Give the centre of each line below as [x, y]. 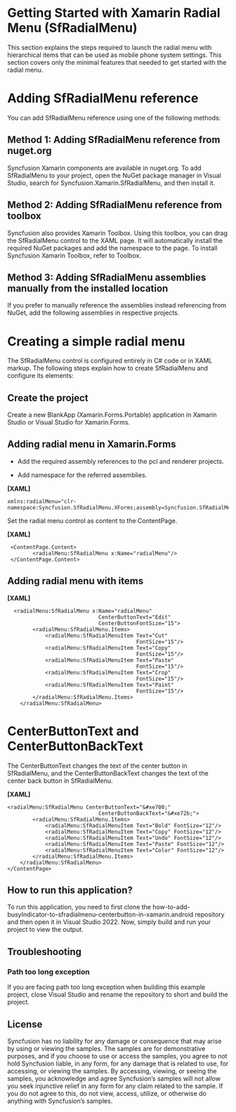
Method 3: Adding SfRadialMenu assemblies [107, 277]
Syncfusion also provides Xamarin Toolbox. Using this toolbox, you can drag [118, 233]
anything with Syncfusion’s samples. [60, 1101]
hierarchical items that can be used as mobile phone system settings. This [114, 55]
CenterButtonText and [73, 731]
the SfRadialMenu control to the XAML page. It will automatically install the [115, 240]
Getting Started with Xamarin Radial [114, 13]
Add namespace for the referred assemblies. [82, 475]
